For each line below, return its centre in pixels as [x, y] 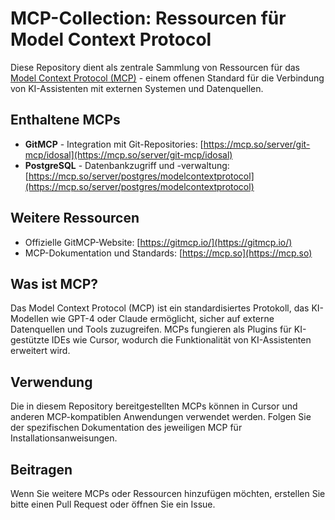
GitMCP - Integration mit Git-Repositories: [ [114, 144]
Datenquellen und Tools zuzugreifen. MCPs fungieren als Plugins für [151, 329]
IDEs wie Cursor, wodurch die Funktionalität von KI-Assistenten [181, 340]
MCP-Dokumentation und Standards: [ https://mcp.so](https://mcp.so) [168, 253]
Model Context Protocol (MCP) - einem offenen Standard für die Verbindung [167, 78]
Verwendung [51, 382]
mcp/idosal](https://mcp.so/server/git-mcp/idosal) [128, 154]
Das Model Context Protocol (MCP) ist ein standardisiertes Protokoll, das [160, 308]
